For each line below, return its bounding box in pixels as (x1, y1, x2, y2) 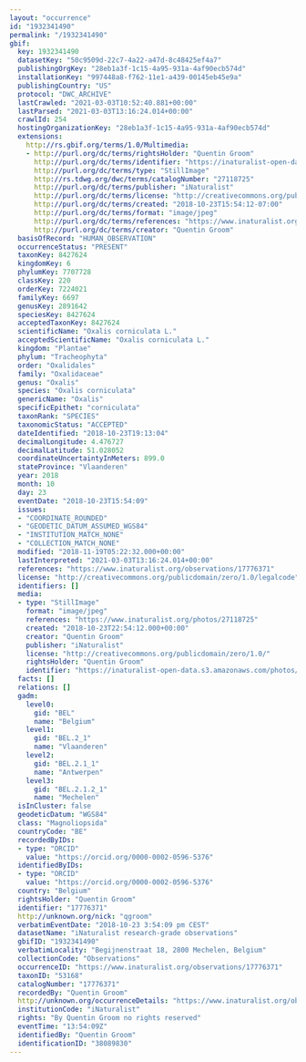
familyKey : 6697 (17, 293, 79, 302)
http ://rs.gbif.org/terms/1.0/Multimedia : (25, 140, 189, 150)
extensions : (17, 132, 64, 141)
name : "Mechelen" (33, 793, 100, 802)
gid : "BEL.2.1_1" (33, 758, 100, 768)
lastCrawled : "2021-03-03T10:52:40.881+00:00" (17, 98, 198, 108)
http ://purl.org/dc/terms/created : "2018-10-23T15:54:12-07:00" (33, 200, 283, 210)
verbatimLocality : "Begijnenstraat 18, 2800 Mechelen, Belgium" (17, 945, 267, 955)
